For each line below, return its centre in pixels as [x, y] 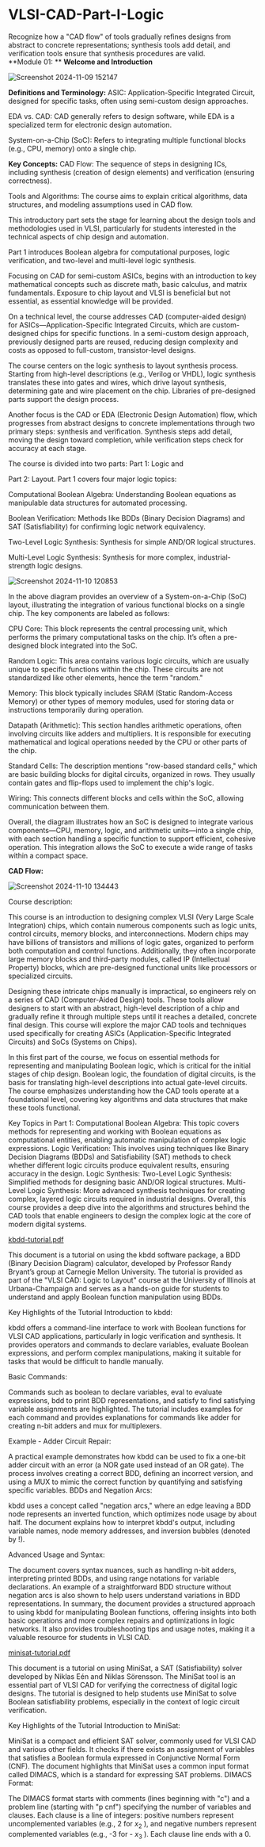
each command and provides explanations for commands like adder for [125, 1417]
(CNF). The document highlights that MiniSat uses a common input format [129, 1766]
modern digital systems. [47, 1224]
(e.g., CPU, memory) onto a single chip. [72, 148]
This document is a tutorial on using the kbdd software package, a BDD [125, 1255]
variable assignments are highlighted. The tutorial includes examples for [126, 1409]
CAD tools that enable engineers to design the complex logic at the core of [130, 1215]
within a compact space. [48, 855]
